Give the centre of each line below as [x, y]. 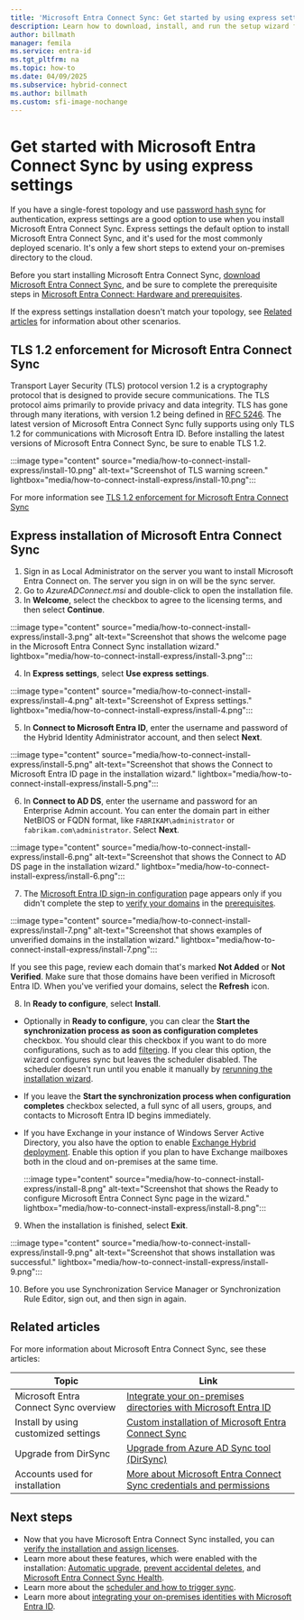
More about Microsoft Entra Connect [204, 1474]
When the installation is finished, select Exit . [106, 1225]
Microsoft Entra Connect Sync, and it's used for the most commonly [137, 238]
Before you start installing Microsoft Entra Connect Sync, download [135, 275]
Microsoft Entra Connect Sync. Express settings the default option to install [150, 229]
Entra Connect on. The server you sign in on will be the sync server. [149, 581]
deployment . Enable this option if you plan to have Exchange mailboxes [155, 1151]
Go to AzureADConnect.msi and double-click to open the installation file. [158, 590]
